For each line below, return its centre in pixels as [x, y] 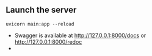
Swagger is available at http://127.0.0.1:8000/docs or [80, 35]
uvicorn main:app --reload [40, 24]
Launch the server [41, 10]
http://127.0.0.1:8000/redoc [48, 41]
